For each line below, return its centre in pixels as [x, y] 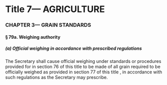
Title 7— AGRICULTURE [55, 9]
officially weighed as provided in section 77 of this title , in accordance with [84, 72]
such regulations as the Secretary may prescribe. [56, 77]
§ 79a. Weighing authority [33, 37]
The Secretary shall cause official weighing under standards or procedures [83, 61]
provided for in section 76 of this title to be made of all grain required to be [83, 66]
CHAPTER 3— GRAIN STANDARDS [48, 25]
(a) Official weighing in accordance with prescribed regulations [74, 48]
